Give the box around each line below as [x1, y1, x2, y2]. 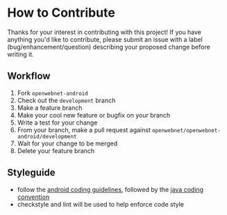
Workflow [7, 70, 51, 82]
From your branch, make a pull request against [17, 125, 151, 134]
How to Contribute [7, 5, 116, 21]
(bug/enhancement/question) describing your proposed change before [7, 42, 210, 51]
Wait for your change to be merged [17, 139, 118, 148]
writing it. [7, 50, 35, 58]
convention [17, 193, 50, 201]
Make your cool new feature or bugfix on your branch [17, 111, 171, 119]
